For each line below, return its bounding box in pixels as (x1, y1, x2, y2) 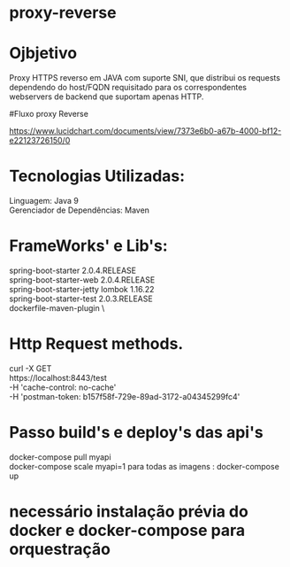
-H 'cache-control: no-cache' (9, 382, 117, 392)
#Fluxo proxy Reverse (9, 109, 88, 120)
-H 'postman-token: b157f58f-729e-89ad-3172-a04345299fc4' (9, 391, 240, 401)
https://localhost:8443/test (9, 372, 108, 383)
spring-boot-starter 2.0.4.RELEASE (9, 265, 137, 276)
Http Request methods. (9, 334, 184, 354)
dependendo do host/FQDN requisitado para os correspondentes (9, 82, 248, 93)
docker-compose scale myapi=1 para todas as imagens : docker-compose (9, 461, 280, 471)
